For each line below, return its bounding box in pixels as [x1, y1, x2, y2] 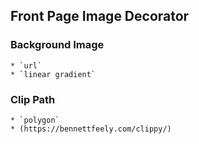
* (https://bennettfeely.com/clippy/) [10, 124, 172, 134]
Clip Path [10, 92, 56, 106]
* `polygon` [10, 115, 60, 125]
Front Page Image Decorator [10, 8, 190, 25]
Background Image [10, 38, 105, 52]
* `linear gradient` [10, 69, 97, 79]
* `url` [10, 60, 43, 71]
